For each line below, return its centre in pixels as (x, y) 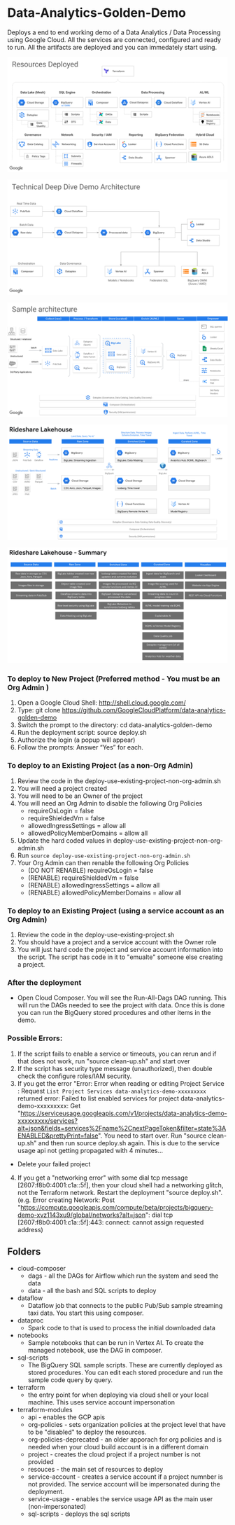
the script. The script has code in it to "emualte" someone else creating (120, 957)
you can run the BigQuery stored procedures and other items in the (114, 1013)
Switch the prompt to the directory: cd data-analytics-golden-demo (115, 725)
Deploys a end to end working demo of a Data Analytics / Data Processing (114, 32)
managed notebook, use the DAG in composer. (95, 1351)
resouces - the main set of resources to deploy (95, 1470)
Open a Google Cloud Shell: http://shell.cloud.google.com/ (102, 703)
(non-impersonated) (57, 1507)
